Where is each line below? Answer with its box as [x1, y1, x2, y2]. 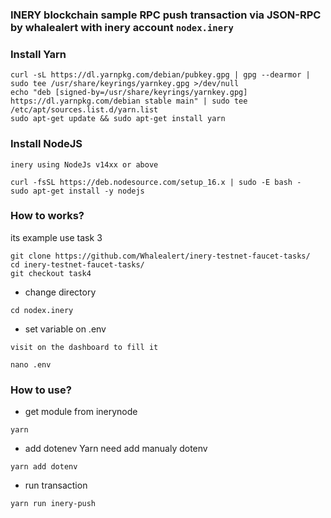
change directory [24, 286, 97, 298]
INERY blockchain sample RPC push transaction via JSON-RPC [10, 8, 322, 22]
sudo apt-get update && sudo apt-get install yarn [10, 114, 226, 124]
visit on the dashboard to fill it [10, 342, 159, 352]
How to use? [10, 383, 72, 397]
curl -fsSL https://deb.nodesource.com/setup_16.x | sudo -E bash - [10, 177, 302, 187]
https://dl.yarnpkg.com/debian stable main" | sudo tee [10, 96, 248, 107]
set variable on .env [24, 323, 107, 335]
